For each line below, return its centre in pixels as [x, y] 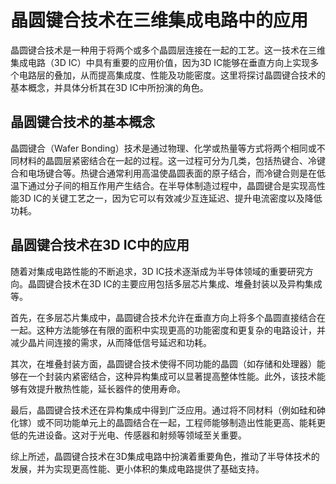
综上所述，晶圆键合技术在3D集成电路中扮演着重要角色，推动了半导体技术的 [165, 456]
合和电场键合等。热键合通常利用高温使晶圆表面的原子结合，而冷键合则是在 [163, 173]
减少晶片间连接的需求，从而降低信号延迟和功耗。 [111, 342]
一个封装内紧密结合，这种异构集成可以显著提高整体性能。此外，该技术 [172, 376]
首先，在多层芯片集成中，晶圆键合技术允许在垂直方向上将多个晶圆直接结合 [163, 317]
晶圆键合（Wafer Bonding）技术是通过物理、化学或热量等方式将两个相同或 [163, 148]
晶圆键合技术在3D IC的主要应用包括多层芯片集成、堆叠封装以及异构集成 [175, 283]
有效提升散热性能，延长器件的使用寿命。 [102, 388]
